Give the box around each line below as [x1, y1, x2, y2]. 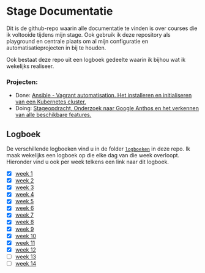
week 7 [15, 211, 34, 219]
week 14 [15, 260, 37, 267]
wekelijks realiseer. [6, 62, 54, 70]
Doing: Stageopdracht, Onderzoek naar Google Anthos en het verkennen [15, 105, 199, 112]
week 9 [15, 225, 34, 233]
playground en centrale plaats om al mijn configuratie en [6, 37, 149, 45]
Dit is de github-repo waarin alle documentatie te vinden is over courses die [6, 24, 198, 32]
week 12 [15, 246, 37, 253]
